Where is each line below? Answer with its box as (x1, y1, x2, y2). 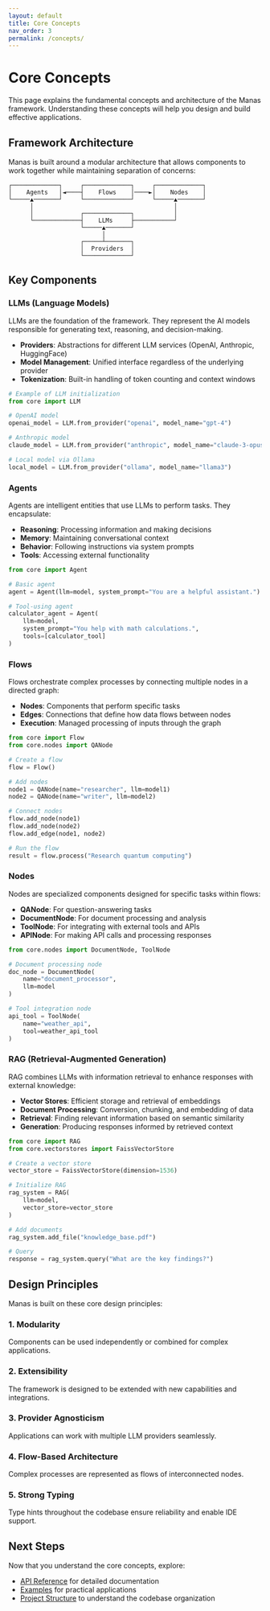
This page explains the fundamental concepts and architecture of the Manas (8, 96, 261, 105)
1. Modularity (8, 1318, 60, 1329)
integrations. (8, 1392, 51, 1402)
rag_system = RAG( (8, 1189, 70, 1197)
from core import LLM (8, 397, 81, 405)
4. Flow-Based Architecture (8, 1451, 119, 1462)
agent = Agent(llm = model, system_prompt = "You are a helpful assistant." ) (8, 588, 261, 596)
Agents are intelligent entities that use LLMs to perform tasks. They (8, 500, 231, 510)
